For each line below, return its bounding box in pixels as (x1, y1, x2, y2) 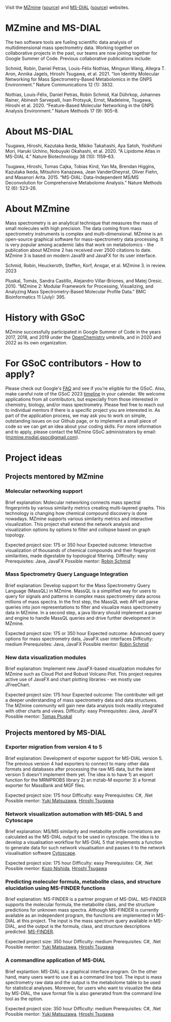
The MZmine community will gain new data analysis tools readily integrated (5, 703, 164, 709)
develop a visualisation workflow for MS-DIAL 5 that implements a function (5, 839, 163, 845)
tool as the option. (5, 995, 43, 1002)
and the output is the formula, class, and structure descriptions (17, 923, 151, 930)
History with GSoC (5, 312, 85, 323)
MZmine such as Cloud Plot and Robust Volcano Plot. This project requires (5, 671, 162, 677)
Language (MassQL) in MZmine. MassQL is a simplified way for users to (5, 588, 157, 594)
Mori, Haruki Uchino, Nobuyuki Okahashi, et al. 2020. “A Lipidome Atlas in (5, 148, 161, 154)
